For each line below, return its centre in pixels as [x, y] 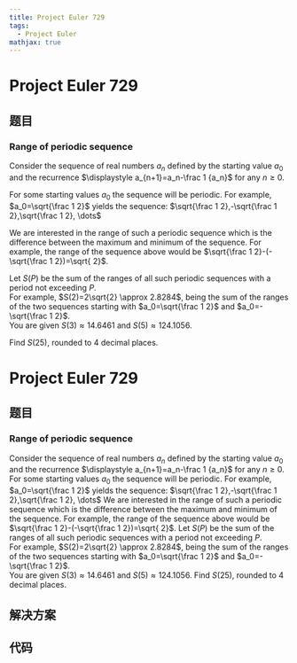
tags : [19, 26]
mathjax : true [35, 42]
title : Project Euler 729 [57, 17]
